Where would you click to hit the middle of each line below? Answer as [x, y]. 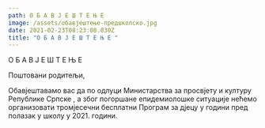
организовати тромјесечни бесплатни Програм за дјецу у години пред [128, 107]
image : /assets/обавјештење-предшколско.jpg [83, 23]
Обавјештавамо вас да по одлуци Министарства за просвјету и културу [130, 91]
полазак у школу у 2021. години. [63, 116]
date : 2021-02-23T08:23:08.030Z [61, 30]
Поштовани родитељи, [47, 75]
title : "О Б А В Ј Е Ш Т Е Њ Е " [63, 38]
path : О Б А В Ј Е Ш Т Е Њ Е [56, 15]
